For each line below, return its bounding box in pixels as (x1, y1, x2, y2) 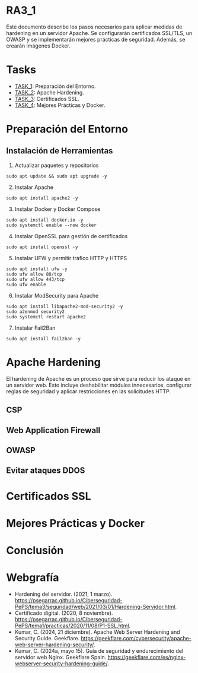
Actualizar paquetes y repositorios (14, 162, 99, 169)
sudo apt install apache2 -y (6, 195, 78, 201)
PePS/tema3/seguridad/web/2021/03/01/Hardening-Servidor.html (14, 603, 176, 610)
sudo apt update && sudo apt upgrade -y (6, 173, 108, 179)
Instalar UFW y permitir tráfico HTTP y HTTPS (14, 254, 127, 261)
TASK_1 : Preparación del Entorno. (14, 83, 96, 90)
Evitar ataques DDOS (6, 466, 85, 476)
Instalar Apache (14, 184, 53, 191)
